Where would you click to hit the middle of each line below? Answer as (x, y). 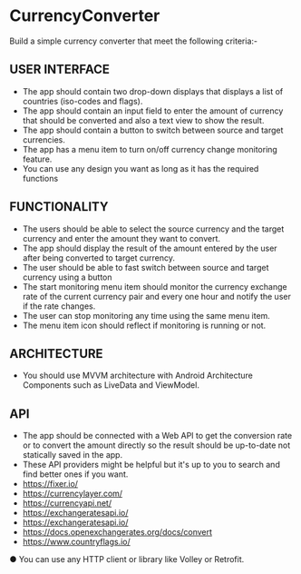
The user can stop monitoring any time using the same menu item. (146, 315)
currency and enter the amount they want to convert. (121, 238)
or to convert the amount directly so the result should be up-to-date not (156, 445)
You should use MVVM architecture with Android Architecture (138, 376)
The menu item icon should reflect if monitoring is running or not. (144, 325)
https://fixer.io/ (50, 484)
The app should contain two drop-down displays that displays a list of (153, 91)
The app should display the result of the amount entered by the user (150, 248)
